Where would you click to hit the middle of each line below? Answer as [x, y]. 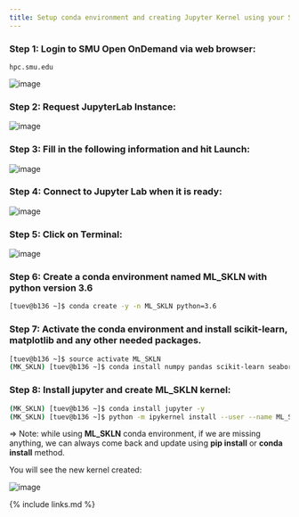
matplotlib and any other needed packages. [105, 341]
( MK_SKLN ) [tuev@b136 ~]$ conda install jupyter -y [107, 408]
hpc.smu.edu [31, 67]
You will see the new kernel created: [76, 470]
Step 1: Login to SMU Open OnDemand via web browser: [133, 48]
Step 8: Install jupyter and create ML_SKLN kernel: [120, 390]
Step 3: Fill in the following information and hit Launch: [130, 150]
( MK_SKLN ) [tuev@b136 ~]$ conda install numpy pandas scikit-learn [137, 367]
